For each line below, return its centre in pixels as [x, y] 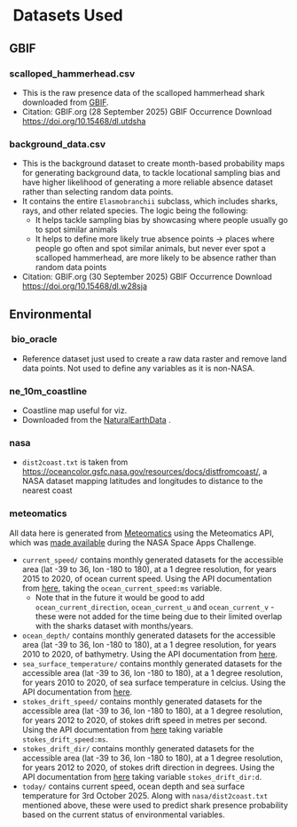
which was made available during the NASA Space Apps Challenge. [133, 542]
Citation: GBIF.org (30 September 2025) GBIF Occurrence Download [147, 277]
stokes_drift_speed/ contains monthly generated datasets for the [142, 701]
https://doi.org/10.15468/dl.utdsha [84, 121]
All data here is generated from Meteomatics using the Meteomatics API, [142, 533]
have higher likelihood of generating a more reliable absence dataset [147, 182]
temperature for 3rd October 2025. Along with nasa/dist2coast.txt [145, 795]
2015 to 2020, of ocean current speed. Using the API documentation [147, 578]
